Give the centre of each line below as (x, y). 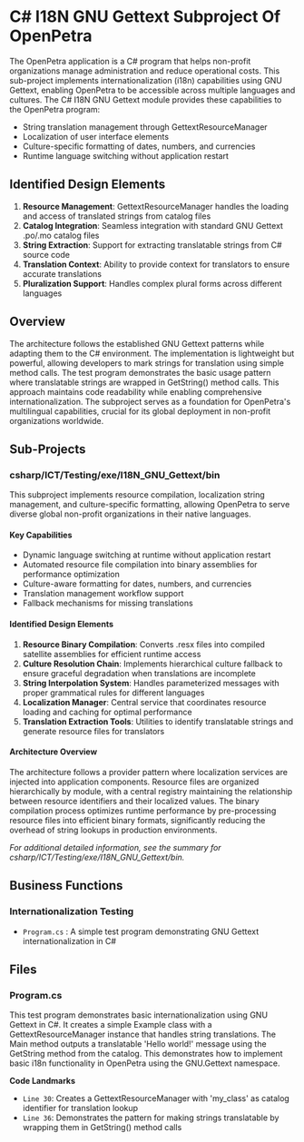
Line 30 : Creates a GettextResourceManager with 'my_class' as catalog (156, 1098)
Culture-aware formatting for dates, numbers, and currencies (137, 584)
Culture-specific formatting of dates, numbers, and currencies (139, 146)
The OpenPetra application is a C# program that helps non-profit (130, 61)
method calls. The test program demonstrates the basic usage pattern (140, 372)
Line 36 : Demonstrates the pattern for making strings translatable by (151, 1117)
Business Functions (66, 886)
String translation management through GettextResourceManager (145, 127)
